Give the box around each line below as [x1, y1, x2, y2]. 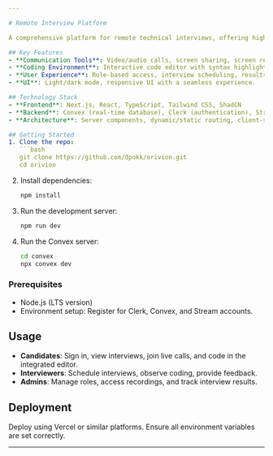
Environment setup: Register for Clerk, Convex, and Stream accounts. [19, 306, 253, 315]
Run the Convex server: [19, 237, 100, 246]
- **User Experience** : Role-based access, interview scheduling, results [8, 71, 267, 80]
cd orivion [19, 161, 57, 169]
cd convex [19, 252, 54, 260]
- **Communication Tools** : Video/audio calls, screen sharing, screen [8, 56, 256, 64]
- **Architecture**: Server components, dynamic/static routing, [8, 115, 234, 124]
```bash [19, 145, 45, 154]
